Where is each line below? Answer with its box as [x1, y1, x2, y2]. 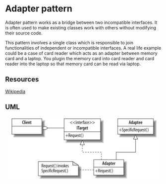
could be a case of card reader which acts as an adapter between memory [5, 50, 158, 56]
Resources [5, 75, 39, 84]
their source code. [5, 30, 43, 36]
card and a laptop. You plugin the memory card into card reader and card [5, 55, 155, 61]
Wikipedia [5, 88, 26, 94]
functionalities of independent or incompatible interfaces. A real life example [5, 45, 162, 51]
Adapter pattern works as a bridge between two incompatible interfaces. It [5, 19, 158, 25]
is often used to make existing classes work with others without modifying [5, 24, 157, 30]
